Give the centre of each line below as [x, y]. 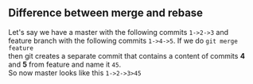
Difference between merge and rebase [106, 13]
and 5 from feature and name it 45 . [65, 64]
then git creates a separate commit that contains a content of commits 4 [127, 55]
